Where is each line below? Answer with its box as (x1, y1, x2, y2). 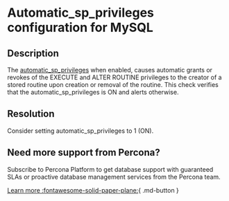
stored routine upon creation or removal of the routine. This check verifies (7, 81, 219, 88)
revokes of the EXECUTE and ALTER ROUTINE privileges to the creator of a (7, 73, 222, 81)
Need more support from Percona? (7, 147, 161, 159)
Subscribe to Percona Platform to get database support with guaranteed (7, 165, 214, 173)
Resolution (7, 108, 55, 120)
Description (7, 47, 59, 59)
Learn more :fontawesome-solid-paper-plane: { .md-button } (7, 186, 179, 194)
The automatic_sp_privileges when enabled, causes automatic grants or (7, 66, 213, 74)
